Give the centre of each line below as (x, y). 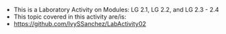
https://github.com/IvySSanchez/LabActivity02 (80, 24)
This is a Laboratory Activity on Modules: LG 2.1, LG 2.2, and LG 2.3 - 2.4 (116, 10)
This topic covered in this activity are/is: (70, 17)
